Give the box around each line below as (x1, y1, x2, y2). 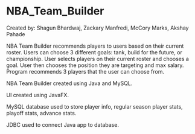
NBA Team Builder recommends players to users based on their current (6, 42, 184, 49)
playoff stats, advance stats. (6, 109, 77, 116)
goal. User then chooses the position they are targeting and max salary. (6, 62, 184, 69)
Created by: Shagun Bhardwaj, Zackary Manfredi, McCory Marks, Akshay (6, 24, 189, 31)
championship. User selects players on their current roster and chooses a (6, 55, 189, 62)
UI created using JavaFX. (6, 91, 69, 98)
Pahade (6, 30, 25, 37)
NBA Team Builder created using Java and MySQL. (6, 80, 133, 87)
